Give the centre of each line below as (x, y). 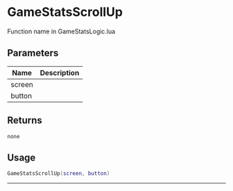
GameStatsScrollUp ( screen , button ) (59, 174)
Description (60, 72)
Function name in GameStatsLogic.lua (61, 31)
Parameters (33, 53)
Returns (25, 121)
